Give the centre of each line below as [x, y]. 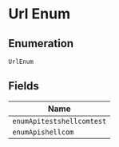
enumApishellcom [43, 132]
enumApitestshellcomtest [59, 121]
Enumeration [41, 44]
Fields [24, 86]
